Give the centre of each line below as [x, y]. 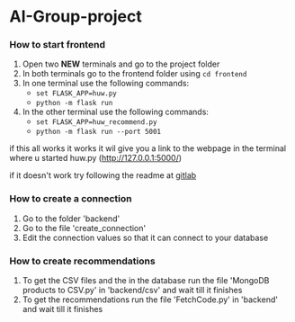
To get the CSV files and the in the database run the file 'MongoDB [146, 281]
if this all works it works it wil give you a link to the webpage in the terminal [147, 148]
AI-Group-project [76, 17]
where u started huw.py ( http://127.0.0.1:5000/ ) [96, 158]
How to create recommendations [82, 261]
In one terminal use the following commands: [106, 84]
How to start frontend [58, 45]
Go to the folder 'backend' [71, 219]
